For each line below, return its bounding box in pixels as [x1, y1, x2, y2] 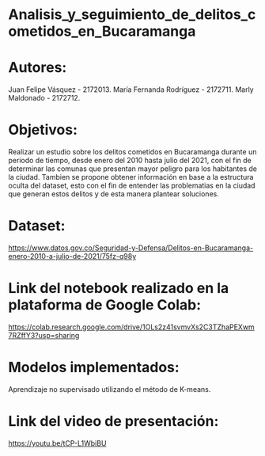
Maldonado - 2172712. [8, 93, 81, 103]
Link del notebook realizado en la [8, 279, 229, 298]
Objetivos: [8, 121, 78, 139]
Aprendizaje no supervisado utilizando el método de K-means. [8, 384, 211, 393]
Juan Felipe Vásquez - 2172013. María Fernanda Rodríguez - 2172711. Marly [8, 85, 255, 94]
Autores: [8, 59, 67, 77]
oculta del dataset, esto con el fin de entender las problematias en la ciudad [8, 180, 256, 191]
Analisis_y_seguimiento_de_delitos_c [8, 6, 256, 24]
